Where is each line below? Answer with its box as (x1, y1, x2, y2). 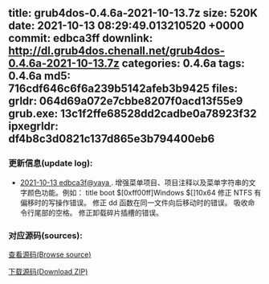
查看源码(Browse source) (8, 249, 92, 259)
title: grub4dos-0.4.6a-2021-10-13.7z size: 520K (8, 6, 259, 20)
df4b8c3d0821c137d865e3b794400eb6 (8, 132, 215, 146)
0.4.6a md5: (8, 69, 71, 83)
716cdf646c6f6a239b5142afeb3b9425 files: (8, 82, 238, 96)
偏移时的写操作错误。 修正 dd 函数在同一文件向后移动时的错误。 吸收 (19, 197, 248, 208)
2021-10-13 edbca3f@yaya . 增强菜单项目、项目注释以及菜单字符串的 (19, 177, 249, 187)
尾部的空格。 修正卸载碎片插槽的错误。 (34, 208, 163, 217)
